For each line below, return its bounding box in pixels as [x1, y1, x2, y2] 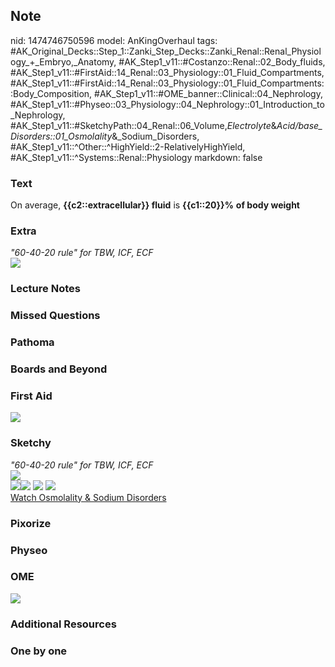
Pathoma [10, 335, 55, 349]
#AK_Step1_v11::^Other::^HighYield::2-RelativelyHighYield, [10, 140, 246, 153]
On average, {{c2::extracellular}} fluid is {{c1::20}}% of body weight [10, 199, 300, 211]
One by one [10, 644, 68, 658]
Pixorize [10, 516, 52, 530]
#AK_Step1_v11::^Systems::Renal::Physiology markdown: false [10, 151, 263, 163]
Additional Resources [10, 617, 117, 631]
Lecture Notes [10, 282, 81, 296]
